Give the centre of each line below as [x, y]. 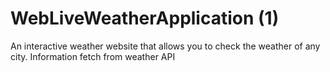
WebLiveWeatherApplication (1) [145, 18]
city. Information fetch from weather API [93, 56]
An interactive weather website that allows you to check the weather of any [165, 46]
